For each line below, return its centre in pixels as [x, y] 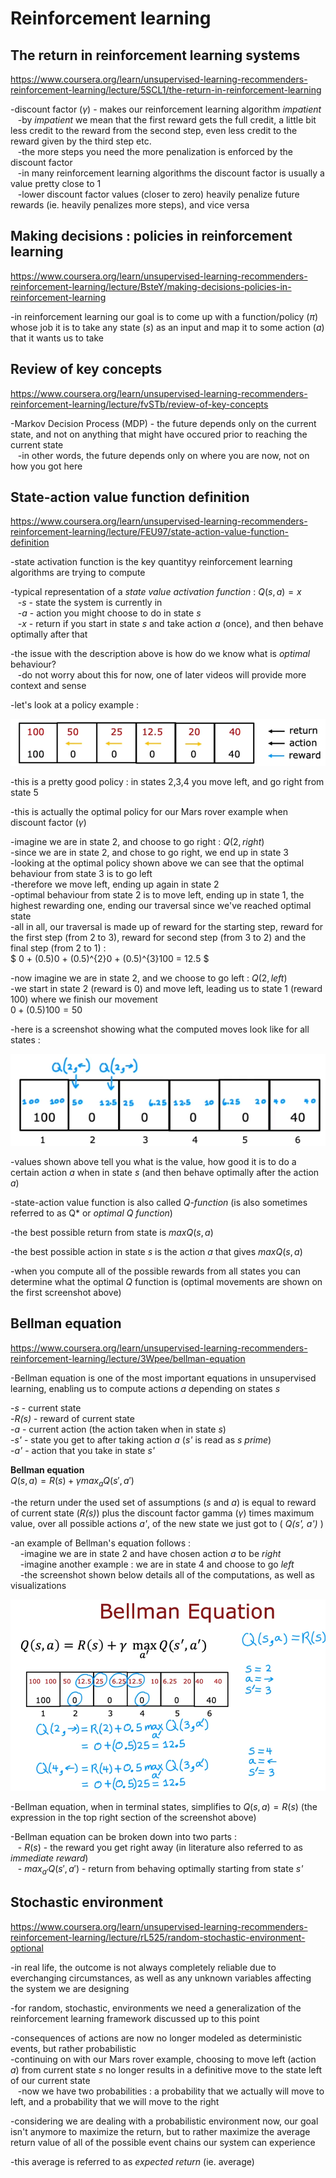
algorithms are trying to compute [78, 573]
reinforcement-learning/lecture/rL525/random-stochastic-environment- [158, 1937]
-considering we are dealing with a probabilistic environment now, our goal [164, 2121]
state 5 [24, 793]
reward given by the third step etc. [81, 141]
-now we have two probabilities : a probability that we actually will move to [171, 2091]
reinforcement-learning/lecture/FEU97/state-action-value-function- [150, 532]
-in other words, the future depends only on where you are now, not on [163, 455]
